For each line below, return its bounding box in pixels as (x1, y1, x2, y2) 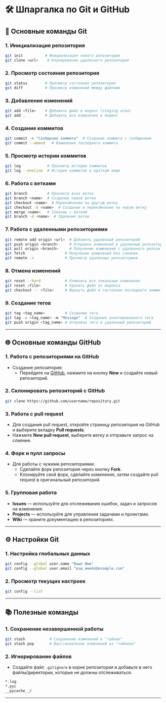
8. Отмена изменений (5, 267, 61, 274)
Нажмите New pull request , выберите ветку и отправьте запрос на (12, 432, 154, 438)
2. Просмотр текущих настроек (5, 578, 85, 585)
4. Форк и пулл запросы (5, 450, 66, 457)
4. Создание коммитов (5, 124, 63, 131)
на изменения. (12, 506, 43, 512)
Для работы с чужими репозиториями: (12, 461, 95, 467)
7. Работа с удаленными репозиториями (5, 226, 108, 233)
